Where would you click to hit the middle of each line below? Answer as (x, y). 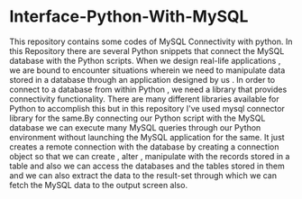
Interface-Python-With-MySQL (129, 17)
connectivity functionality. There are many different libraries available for (144, 99)
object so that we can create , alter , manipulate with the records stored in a (150, 156)
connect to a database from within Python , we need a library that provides (148, 89)
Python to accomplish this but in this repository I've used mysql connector (147, 108)
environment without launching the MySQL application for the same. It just (147, 137)
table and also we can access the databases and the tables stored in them (147, 166)
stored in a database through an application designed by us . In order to (142, 79)
